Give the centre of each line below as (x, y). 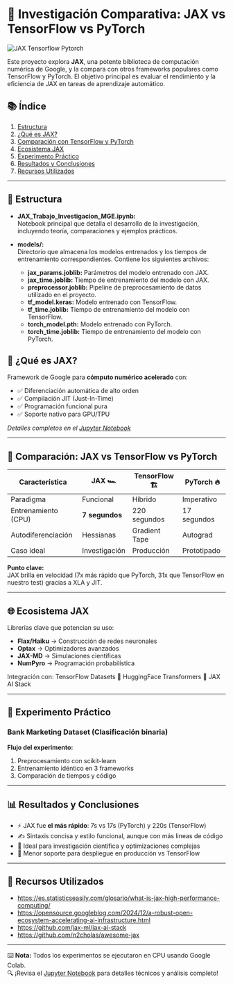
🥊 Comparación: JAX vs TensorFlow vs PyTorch (112, 457)
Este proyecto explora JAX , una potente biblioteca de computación (103, 61)
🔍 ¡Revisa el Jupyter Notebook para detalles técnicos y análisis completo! (113, 973)
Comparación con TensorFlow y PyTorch (75, 141)
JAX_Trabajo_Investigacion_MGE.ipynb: (76, 216)
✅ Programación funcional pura (62, 406)
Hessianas (99, 535)
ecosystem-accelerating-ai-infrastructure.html (84, 920)
